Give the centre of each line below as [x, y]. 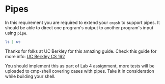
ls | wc [13, 42]
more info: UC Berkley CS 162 [35, 56]
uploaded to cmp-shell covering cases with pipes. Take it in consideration [80, 71]
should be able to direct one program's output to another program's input [79, 27]
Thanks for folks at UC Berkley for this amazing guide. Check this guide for [81, 51]
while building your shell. [30, 76]
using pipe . [16, 33]
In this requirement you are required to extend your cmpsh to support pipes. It [82, 22]
